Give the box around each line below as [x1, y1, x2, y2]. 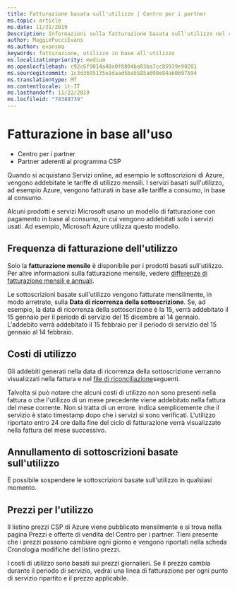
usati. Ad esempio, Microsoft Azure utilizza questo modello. [7, 222, 181, 231]
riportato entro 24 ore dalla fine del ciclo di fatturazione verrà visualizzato [7, 418, 221, 426]
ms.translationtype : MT [7, 76, 78, 83]
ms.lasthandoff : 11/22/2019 [7, 89, 90, 96]
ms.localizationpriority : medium [7, 57, 106, 64]
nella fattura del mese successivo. [7, 426, 107, 434]
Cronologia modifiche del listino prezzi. [7, 545, 121, 554]
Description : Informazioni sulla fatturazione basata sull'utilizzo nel [7, 30, 226, 37]
